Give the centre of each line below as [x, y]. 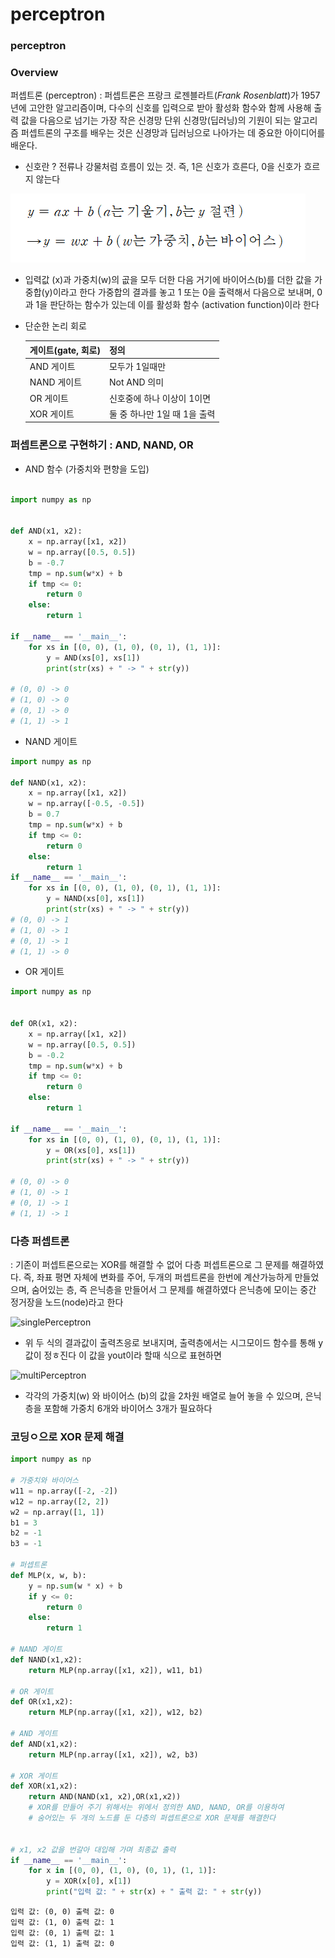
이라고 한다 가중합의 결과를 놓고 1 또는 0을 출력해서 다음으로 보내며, [183, 292]
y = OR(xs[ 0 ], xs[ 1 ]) [91, 1150]
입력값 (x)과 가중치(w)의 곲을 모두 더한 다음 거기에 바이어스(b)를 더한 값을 [168, 280]
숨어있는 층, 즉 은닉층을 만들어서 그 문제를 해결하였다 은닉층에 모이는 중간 [174, 1289]
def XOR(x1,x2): [44, 1786]
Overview [34, 73]
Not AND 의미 [136, 382]
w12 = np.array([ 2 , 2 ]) [60, 1501]
